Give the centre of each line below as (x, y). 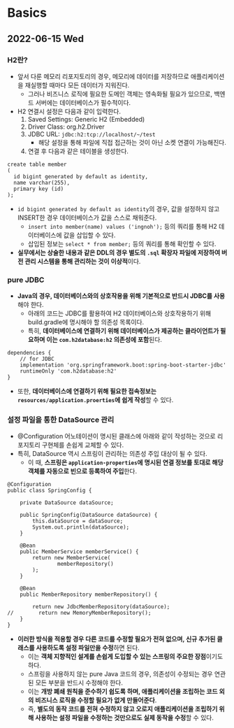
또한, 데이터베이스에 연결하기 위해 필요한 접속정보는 (87, 391)
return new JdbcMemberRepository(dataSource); (101, 607)
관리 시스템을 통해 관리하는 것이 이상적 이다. (82, 261)
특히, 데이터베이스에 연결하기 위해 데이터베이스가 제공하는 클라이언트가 (123, 331)
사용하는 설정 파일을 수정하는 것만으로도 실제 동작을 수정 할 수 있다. (124, 718)
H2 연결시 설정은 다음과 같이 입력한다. (69, 111)
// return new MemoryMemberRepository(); (79, 613)
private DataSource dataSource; (67, 503)
